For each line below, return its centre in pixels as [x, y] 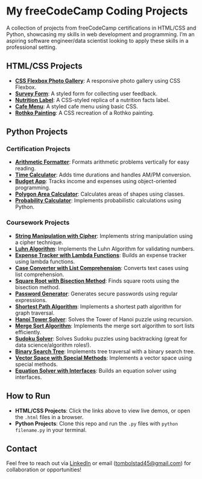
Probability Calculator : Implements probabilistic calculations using [98, 201]
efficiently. [28, 332]
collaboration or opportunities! [44, 470]
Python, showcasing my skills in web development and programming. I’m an [100, 34]
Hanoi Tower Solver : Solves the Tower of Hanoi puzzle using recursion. [104, 319]
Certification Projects [38, 149]
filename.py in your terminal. [51, 429]
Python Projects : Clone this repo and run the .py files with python [96, 423]
